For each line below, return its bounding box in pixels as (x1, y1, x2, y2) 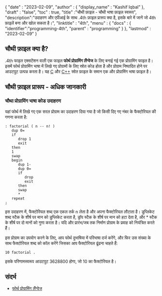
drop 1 (17, 136, 31, 141)
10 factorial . (5, 250, 36, 255)
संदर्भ (5, 273, 16, 281)
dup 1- (17, 162, 31, 167)
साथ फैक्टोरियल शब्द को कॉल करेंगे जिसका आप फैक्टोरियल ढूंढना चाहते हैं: (5, 240, 118, 246)
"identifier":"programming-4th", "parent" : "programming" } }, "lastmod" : (5, 26, 151, 31)
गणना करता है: (5, 114, 28, 120)
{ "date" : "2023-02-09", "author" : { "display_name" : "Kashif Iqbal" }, (5, 4, 145, 10)
